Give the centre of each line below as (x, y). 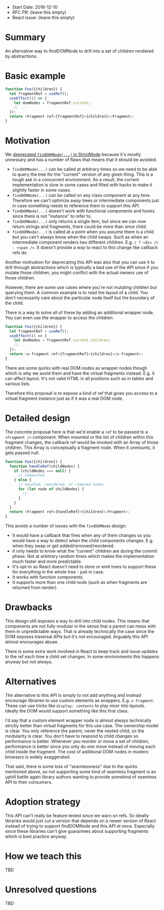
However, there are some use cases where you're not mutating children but (81, 287)
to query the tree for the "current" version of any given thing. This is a (82, 174)
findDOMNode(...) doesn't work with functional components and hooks (83, 211)
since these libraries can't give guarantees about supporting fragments (77, 831)
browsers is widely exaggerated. (38, 757)
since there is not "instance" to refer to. (52, 216)
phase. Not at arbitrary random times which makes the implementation (83, 556)
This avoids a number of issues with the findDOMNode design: (66, 526)
